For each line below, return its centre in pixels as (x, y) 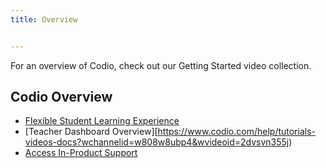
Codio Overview (61, 97)
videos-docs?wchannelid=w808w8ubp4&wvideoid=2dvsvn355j (157, 142)
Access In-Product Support (81, 153)
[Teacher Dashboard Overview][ (91, 132)
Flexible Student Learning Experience (102, 121)
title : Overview (44, 19)
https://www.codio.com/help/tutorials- (236, 132)
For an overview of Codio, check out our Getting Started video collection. (161, 65)
